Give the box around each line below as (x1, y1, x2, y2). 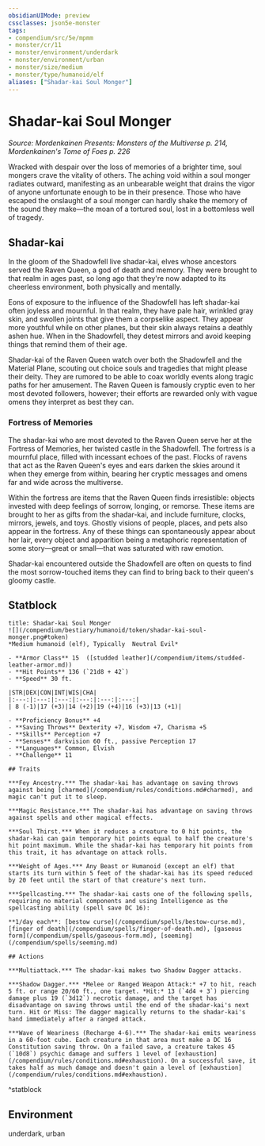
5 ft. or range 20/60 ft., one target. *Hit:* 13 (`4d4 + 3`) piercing (8, 987, 249, 996)
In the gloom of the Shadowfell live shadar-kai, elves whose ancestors (8, 257, 237, 267)
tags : (8, 26, 26, 34)
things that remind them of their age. (8, 340, 128, 349)
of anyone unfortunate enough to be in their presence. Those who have (8, 187, 241, 197)
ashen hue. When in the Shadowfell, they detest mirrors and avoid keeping (8, 331, 252, 341)
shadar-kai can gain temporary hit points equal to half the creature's (8, 835, 253, 843)
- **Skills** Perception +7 (8, 731, 101, 739)
